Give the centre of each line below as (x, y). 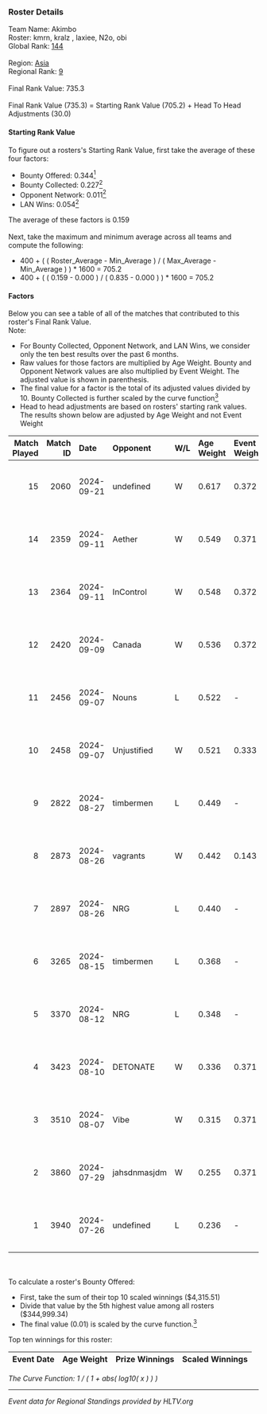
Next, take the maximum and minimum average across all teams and (120, 237)
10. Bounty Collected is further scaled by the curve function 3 (119, 397)
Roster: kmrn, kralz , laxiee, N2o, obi (68, 37)
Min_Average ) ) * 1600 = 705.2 (71, 269)
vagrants (129, 856)
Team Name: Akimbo (43, 29)
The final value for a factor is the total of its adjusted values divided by (135, 388)
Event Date (33, 1359)
